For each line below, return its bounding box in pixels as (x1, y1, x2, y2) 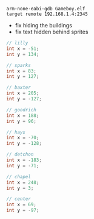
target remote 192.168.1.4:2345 (6, 11, 88, 17)
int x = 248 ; (6, 179, 39, 186)
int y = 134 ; (6, 51, 39, 57)
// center (6, 196, 32, 202)
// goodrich (6, 106, 36, 113)
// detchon (6, 151, 34, 158)
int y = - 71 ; (6, 162, 39, 169)
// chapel (6, 173, 32, 179)
